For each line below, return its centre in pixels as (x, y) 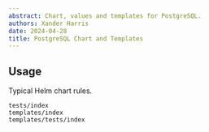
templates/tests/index (47, 120)
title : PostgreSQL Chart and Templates (76, 38)
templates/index (36, 113)
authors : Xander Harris (49, 23)
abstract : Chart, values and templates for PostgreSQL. (105, 16)
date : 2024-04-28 (38, 31)
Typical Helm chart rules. (50, 91)
